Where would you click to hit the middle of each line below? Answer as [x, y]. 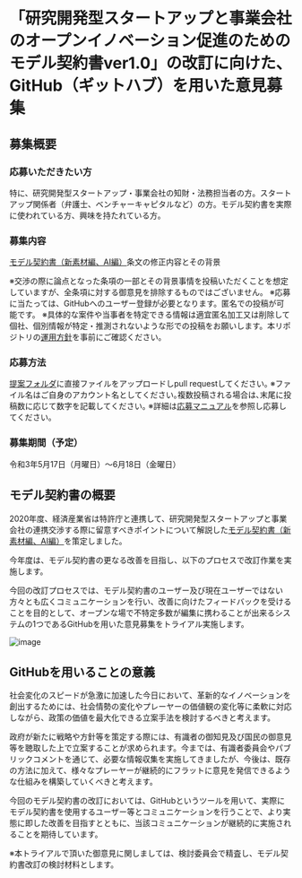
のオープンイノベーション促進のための [150, 41]
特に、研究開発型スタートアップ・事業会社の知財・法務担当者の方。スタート [151, 193]
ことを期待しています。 [60, 834]
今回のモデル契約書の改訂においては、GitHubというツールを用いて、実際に [147, 801]
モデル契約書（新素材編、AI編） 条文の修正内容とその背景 [115, 262]
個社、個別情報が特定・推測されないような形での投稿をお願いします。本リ [147, 326]
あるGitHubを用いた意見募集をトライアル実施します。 [150, 623]
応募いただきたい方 [51, 171]
